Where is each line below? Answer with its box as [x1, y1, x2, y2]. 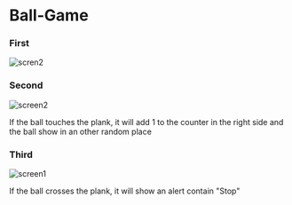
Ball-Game [9, 5, 89, 26]
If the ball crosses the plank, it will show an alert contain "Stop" [9, 185, 241, 196]
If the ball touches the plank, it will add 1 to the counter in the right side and [9, 116, 284, 127]
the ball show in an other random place [9, 126, 153, 137]
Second [9, 79, 43, 91]
